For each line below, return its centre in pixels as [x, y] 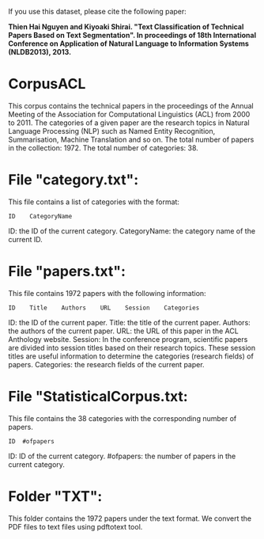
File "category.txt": [74, 180]
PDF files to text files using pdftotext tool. [75, 526]
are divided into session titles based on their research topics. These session [132, 347]
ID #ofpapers [32, 441]
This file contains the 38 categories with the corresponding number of [123, 418]
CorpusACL [47, 84]
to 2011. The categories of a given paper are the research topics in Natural [129, 123]
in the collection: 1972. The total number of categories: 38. [104, 148]
